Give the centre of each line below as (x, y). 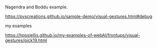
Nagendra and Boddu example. (36, 7)
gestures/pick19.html (26, 40)
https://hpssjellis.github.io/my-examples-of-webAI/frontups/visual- (73, 35)
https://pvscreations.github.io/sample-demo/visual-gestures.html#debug (79, 16)
